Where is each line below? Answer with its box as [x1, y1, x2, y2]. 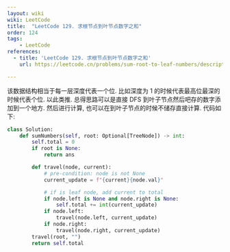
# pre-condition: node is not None [43, 170, 146, 177]
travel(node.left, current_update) [55, 214, 157, 221]
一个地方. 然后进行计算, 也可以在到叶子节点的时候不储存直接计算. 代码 [18, 103, 216, 112]
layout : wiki [7, 10, 44, 17]
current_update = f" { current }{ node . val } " [43, 176, 164, 184]
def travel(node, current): [31, 164, 112, 171]
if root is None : [31, 145, 81, 152]
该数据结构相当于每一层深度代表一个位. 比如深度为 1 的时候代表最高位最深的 [7, 86, 220, 94]
